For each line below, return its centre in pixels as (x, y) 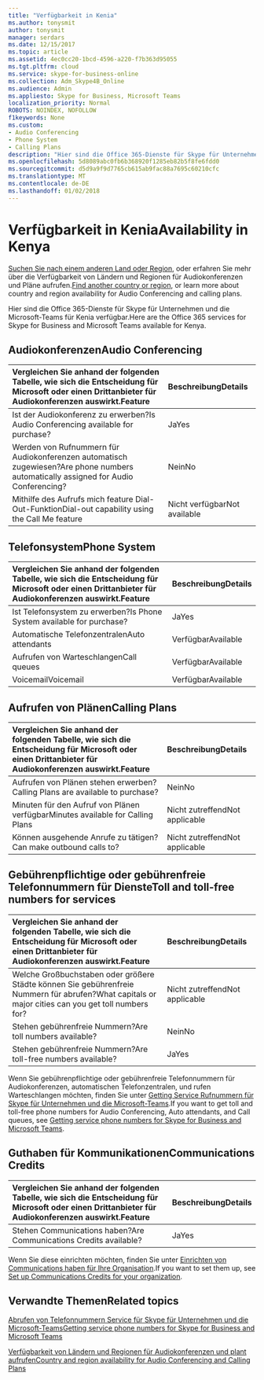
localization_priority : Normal (59, 103)
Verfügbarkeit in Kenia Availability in (128, 230)
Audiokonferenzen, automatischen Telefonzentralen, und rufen (110, 1087)
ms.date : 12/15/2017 (42, 45)
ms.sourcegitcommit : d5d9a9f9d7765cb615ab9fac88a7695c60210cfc (114, 169)
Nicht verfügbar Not (203, 504)
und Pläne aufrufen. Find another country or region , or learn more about (124, 285)
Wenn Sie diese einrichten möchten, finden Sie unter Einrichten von (117, 1260)
